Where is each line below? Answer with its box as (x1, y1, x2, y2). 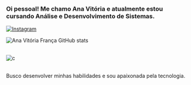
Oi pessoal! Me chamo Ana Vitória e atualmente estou (6, 5, 163, 13)
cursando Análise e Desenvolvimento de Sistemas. (6, 12, 155, 20)
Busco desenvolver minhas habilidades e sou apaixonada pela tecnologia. (6, 73, 186, 80)
